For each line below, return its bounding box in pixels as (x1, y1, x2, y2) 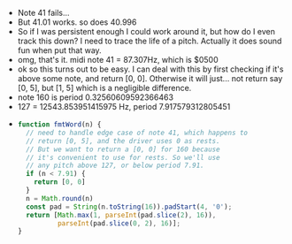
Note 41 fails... (17, 8, 70, 18)
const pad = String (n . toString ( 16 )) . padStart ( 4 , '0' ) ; (26, 202, 233, 211)
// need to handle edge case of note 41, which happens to (26, 128, 249, 137)
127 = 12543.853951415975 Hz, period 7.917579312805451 (17, 102, 231, 111)
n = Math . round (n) (26, 194, 94, 202)
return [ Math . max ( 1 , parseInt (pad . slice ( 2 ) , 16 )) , (26, 210, 217, 219)
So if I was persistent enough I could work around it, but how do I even (17, 27, 276, 36)
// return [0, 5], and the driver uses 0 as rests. (26, 136, 220, 145)
